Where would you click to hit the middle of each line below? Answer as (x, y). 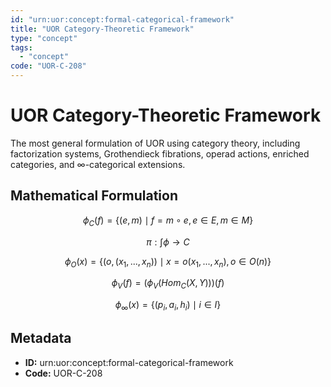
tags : (21, 47)
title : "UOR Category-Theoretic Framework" (102, 29)
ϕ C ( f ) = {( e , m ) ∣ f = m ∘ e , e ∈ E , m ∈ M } (168, 221)
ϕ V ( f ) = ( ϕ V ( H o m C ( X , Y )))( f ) (168, 284)
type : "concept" (44, 38)
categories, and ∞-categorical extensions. (98, 164)
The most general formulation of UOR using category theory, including (155, 143)
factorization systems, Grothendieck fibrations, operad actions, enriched (160, 153)
